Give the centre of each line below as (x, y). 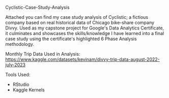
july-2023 (15, 65)
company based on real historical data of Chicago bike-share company (80, 23)
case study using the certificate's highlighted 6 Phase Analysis (71, 39)
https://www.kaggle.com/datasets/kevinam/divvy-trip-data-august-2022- (83, 59)
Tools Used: (18, 75)
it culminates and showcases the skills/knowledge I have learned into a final (85, 33)
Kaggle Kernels (29, 90)
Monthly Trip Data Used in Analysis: (43, 54)
